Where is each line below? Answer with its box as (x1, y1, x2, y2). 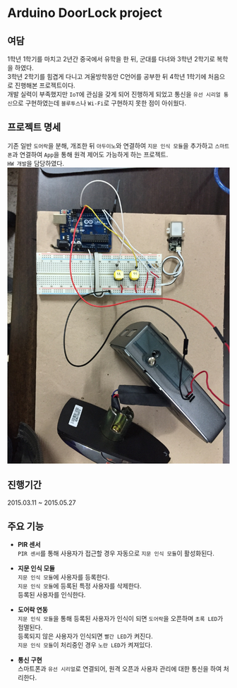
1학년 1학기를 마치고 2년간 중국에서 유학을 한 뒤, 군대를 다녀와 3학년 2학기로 (7, 55, 215, 63)
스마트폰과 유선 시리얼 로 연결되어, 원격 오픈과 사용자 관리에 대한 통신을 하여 (17, 665, 222, 673)
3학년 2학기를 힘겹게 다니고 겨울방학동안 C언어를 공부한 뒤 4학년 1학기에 (7, 73, 207, 80)
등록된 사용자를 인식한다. (17, 591, 86, 599)
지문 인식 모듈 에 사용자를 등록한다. (17, 573, 110, 582)
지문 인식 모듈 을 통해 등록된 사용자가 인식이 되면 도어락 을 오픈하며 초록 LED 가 (17, 615, 224, 623)
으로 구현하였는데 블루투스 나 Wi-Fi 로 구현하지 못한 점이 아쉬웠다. (11, 99, 187, 107)
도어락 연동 (17, 606, 48, 614)
